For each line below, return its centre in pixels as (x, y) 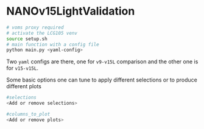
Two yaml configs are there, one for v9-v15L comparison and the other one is (102, 61)
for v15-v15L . (22, 68)
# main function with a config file (53, 44)
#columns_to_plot (28, 114)
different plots (24, 86)
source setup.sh (27, 39)
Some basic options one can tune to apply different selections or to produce (102, 80)
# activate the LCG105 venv (42, 33)
